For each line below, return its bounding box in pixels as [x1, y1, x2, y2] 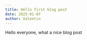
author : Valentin [5, 16, 41, 21]
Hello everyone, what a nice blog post [5, 30, 83, 36]
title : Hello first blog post [5, 7, 68, 12]
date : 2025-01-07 [5, 12, 41, 17]
